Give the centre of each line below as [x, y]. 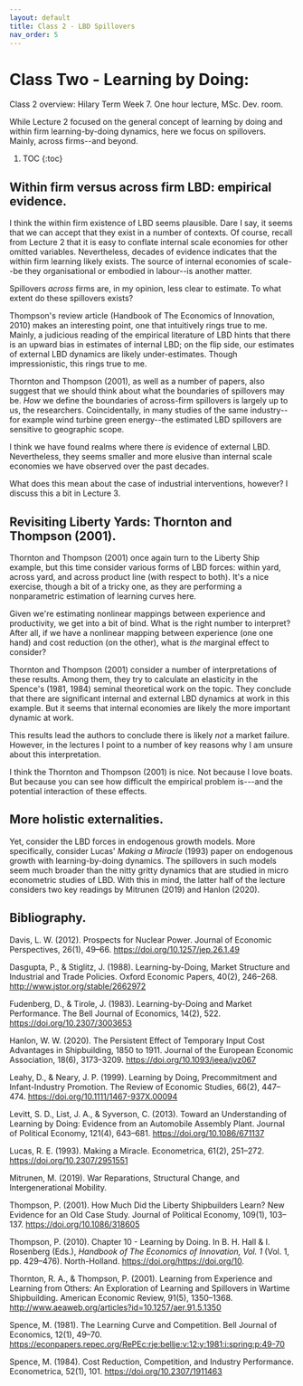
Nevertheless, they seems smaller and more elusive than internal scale [141, 457]
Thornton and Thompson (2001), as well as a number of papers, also [137, 382]
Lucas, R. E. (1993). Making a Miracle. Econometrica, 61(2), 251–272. [137, 1151]
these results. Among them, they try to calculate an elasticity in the [134, 679]
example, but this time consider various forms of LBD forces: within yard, [146, 567]
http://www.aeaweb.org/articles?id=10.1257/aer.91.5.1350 [115, 1307]
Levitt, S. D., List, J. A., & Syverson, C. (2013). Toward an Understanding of [148, 1114]
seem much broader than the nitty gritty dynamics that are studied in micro [149, 870]
